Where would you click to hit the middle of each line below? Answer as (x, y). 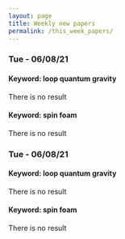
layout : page (30, 16)
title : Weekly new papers (52, 23)
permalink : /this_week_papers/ (61, 31)
